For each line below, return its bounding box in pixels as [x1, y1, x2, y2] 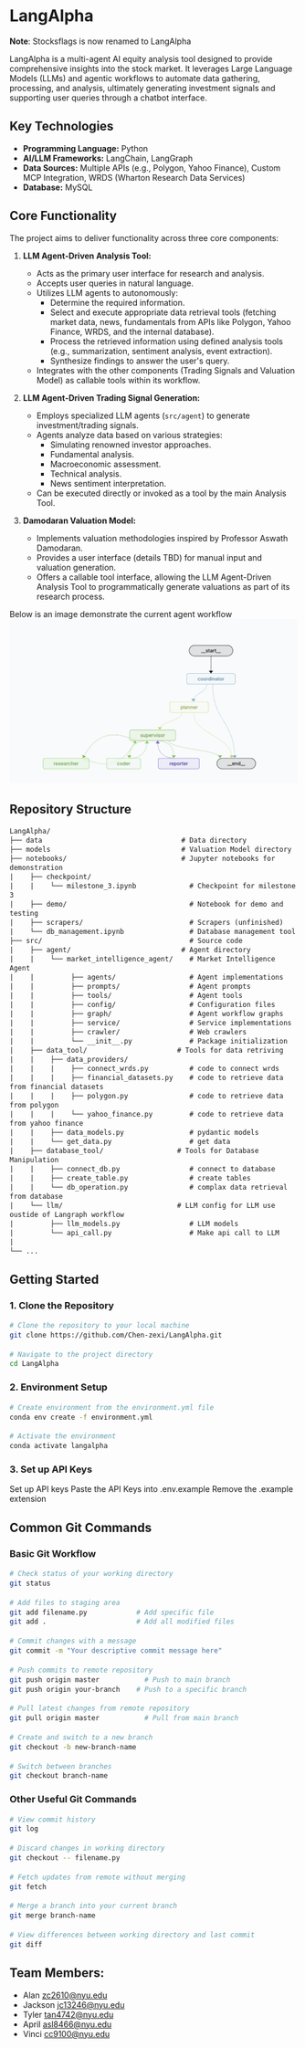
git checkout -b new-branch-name [9, 1742, 137, 1751]
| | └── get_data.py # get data [9, 1138, 231, 1147]
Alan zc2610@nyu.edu [22, 1990, 108, 2001]
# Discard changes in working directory [9, 1843, 166, 1854]
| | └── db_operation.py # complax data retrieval [9, 1183, 288, 1192]
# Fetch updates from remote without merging [9, 1873, 185, 1882]
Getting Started [9, 1271, 100, 1287]
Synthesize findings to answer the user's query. [49, 355, 230, 366]
